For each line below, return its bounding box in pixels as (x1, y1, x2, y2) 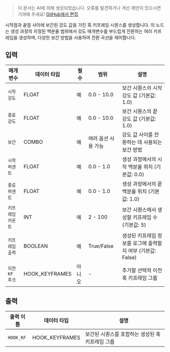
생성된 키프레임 (122, 232, 156, 239)
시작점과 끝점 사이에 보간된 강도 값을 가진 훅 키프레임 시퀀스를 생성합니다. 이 (5, 22, 155, 28)
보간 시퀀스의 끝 (122, 108, 158, 115)
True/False (88, 242, 114, 249)
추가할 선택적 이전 (122, 267, 162, 274)
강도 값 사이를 (122, 131, 153, 138)
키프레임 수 (133, 214, 158, 221)
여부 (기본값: (128, 247, 156, 254)
